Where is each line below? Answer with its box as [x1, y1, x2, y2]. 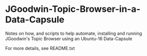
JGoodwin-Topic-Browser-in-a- [5, 3, 140, 15]
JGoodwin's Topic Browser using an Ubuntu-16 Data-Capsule [5, 36, 132, 42]
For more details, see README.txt [5, 45, 75, 51]
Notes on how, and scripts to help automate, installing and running [5, 30, 142, 36]
